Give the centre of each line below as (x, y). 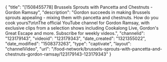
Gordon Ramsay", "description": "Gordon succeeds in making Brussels (78, 12)
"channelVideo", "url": (28, 49)
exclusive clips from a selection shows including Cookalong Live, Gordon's (82, 28)
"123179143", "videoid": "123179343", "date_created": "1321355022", (76, 38)
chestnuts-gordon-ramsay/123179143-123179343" (57, 54)
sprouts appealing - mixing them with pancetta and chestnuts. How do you (82, 17)
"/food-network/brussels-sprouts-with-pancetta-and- (107, 49)
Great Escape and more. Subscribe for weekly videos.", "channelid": (75, 33)
